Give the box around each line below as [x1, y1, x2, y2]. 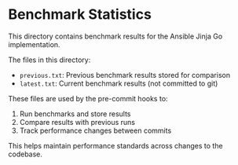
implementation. [8, 39, 60, 49]
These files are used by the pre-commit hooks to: [8, 93, 168, 103]
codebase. [8, 149, 43, 159]
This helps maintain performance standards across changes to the [8, 141, 223, 150]
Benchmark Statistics [8, 5, 152, 24]
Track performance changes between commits [19, 126, 172, 135]
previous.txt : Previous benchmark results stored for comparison [19, 70, 230, 79]
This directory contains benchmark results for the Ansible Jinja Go [8, 31, 223, 41]
